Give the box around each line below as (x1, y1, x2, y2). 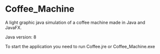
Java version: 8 (5, 34, 37, 40)
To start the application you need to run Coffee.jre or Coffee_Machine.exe (5, 43, 156, 49)
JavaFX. (5, 24, 22, 30)
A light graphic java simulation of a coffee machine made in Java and (5, 19, 146, 25)
